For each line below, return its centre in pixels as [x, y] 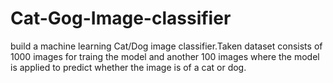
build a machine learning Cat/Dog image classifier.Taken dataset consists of [166, 46]
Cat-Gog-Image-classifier [121, 18]
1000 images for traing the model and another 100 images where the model [165, 56]
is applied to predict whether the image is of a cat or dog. [128, 67]
